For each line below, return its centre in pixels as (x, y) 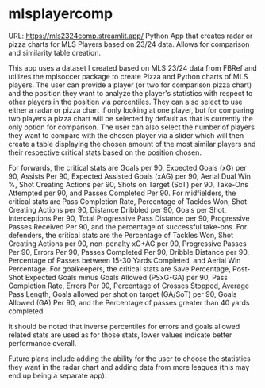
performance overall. (42, 343)
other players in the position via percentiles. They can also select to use (126, 102)
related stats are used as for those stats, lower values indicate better (120, 335)
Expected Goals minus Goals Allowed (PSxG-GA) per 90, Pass (127, 277)
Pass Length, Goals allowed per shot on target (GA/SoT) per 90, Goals (123, 294)
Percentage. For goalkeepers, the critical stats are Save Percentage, (120, 269)
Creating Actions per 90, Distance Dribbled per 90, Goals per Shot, (117, 209)
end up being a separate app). (58, 375)
